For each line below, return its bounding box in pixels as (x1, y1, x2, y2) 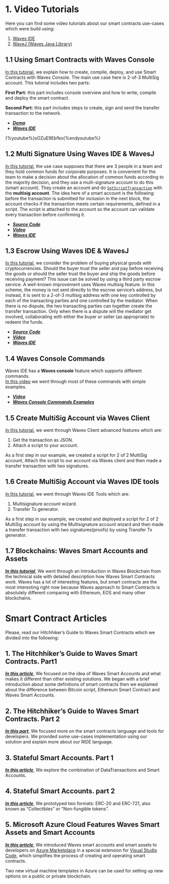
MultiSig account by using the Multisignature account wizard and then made (5, 521, 164, 527)
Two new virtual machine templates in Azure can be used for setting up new (5, 867, 163, 873)
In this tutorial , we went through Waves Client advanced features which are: (5, 427, 162, 433)
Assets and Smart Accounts (5, 828, 95, 837)
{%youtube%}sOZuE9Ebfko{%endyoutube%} (5, 135, 101, 141)
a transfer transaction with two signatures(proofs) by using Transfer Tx (5, 526, 152, 533)
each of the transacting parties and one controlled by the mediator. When (5, 297, 158, 304)
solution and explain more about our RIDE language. (5, 739, 114, 745)
